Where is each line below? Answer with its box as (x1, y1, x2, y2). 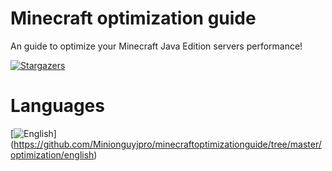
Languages (10, 95, 105, 117)
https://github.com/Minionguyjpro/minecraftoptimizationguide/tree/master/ (13, 138, 322, 150)
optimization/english (10, 148, 95, 161)
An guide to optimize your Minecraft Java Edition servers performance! (10, 40, 303, 52)
